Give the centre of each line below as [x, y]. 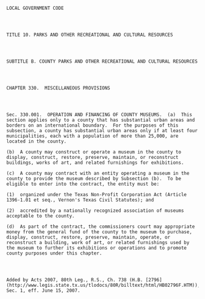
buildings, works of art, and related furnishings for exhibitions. [95, 163]
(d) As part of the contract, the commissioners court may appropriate [101, 227]
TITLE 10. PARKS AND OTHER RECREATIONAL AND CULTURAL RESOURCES [90, 35]
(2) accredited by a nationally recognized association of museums [95, 211]
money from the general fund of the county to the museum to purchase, [99, 232]
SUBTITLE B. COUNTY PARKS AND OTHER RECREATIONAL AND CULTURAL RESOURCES [102, 62]
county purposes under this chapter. [54, 253]
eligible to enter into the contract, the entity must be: [83, 184]
